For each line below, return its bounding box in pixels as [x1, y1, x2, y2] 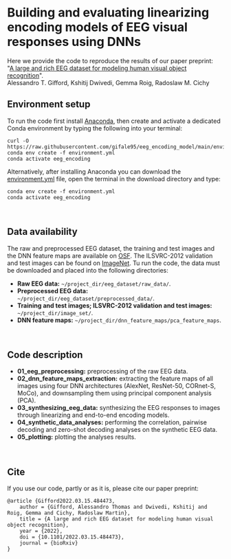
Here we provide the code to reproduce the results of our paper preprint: [7, 56, 213, 65]
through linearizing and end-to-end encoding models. [16, 411, 170, 420]
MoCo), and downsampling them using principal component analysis [16, 389, 212, 398]
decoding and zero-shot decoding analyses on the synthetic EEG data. [16, 426, 218, 434]
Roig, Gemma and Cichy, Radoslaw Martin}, [7, 510, 131, 516]
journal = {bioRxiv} [19, 540, 78, 547]
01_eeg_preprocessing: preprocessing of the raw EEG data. [16, 367, 188, 376]
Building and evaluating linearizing [7, 5, 210, 21]
